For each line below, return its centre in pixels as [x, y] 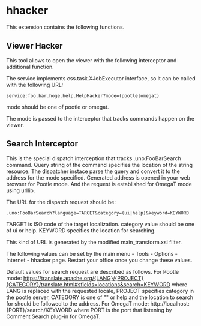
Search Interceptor [42, 144]
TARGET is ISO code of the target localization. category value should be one [100, 224]
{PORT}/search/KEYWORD [39, 310]
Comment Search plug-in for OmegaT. [53, 316]
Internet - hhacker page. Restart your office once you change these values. [99, 260]
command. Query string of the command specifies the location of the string [100, 165]
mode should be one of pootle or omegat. [58, 107]
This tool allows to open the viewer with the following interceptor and [91, 60]
